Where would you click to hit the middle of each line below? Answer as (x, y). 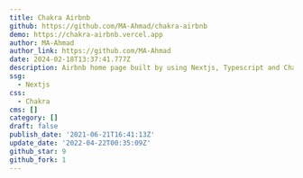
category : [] (34, 118)
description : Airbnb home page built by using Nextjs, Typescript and (145, 68)
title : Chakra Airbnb (50, 18)
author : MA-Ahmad (42, 43)
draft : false (34, 127)
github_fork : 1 (38, 160)
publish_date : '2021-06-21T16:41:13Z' (82, 135)
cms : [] (24, 110)
